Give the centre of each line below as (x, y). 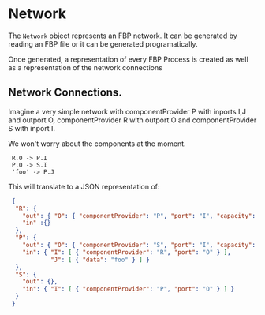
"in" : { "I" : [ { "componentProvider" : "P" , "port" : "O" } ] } (129, 289)
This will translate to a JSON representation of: (84, 186)
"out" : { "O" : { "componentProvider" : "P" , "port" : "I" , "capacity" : (139, 216)
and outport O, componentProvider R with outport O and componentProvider (132, 120)
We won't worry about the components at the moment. (97, 144)
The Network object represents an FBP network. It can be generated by (123, 36)
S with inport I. (32, 128)
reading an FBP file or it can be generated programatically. (103, 43)
